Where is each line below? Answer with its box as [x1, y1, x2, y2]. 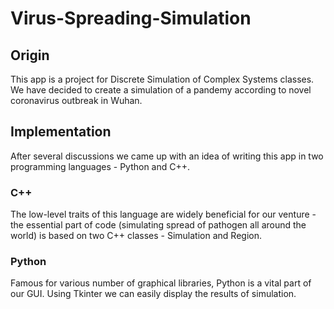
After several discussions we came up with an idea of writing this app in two [10, 150, 324, 162]
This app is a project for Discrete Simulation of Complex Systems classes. [10, 73, 315, 85]
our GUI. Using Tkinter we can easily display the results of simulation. [10, 288, 297, 300]
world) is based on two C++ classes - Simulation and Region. [10, 230, 262, 242]
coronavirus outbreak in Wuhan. [10, 95, 143, 106]
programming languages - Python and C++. [10, 160, 191, 172]
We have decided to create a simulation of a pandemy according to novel [10, 84, 312, 96]
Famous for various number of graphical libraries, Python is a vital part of [10, 277, 312, 289]
